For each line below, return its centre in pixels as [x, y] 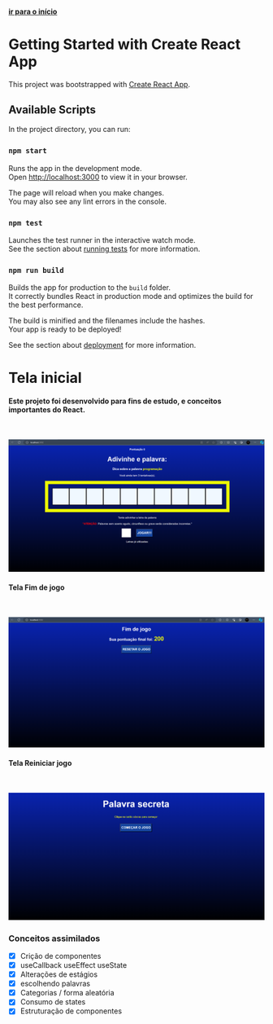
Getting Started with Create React [125, 44]
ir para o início [33, 11]
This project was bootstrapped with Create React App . [100, 84]
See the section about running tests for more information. [104, 248]
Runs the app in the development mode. [75, 168]
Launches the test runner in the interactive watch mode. [102, 240]
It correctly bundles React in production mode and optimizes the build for [131, 297]
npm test [26, 223]
